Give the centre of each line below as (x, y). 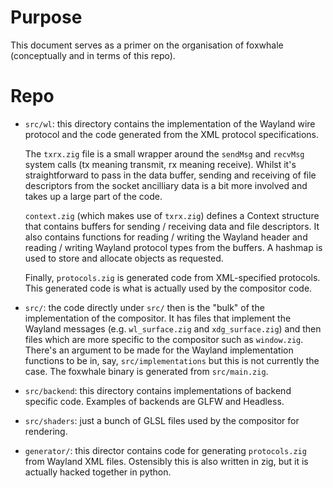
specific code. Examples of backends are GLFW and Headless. (154, 401)
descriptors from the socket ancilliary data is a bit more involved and (166, 185)
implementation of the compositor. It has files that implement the (158, 318)
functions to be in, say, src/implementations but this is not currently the (172, 360)
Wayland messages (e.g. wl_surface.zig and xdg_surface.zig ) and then (173, 328)
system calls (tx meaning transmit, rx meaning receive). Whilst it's (160, 164)
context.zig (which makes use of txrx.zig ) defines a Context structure (172, 215)
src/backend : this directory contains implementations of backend (158, 390)
